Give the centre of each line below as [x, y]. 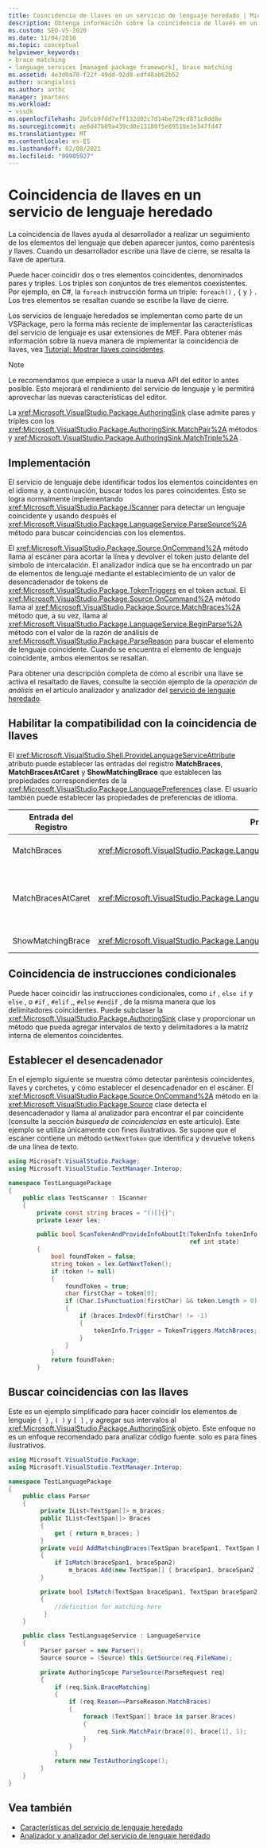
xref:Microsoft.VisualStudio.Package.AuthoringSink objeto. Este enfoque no [132, 1428]
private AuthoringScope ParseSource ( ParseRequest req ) [133, 1672]
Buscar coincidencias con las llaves [99, 1392]
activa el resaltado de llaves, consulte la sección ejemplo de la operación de [133, 682]
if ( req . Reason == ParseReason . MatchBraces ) [140, 1702]
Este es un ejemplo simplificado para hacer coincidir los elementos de [123, 1411]
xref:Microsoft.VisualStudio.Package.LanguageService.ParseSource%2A [128, 524]
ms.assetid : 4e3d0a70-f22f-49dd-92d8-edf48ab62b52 [94, 75]
